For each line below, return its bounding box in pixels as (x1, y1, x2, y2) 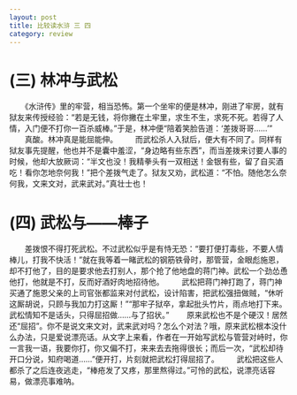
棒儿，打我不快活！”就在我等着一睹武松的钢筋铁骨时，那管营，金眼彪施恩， (9, 254, 285, 265)
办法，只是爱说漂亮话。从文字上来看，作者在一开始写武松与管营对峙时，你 (16, 332, 288, 343)
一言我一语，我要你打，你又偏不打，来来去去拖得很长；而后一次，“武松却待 (9, 343, 285, 353)
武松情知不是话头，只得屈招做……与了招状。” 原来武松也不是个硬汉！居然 (9, 310, 288, 321)
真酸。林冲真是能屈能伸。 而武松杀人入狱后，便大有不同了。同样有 (24, 134, 283, 145)
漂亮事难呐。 (32, 376, 80, 387)
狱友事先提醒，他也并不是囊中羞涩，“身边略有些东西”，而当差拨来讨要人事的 (9, 145, 287, 156)
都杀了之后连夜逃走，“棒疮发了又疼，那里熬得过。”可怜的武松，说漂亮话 (9, 365, 268, 376)
